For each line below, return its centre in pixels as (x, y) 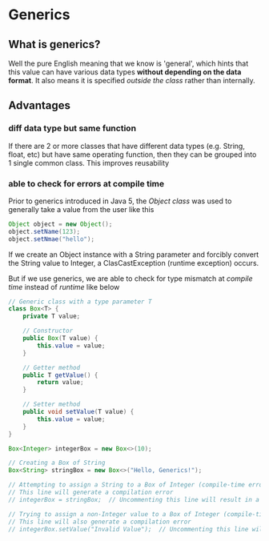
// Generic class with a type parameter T (80, 302)
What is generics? (54, 44)
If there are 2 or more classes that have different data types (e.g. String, (127, 146)
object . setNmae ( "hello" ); (51, 239)
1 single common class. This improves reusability (89, 162)
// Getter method (52, 367)
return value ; (60, 383)
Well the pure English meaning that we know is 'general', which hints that (128, 63)
